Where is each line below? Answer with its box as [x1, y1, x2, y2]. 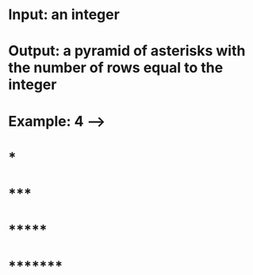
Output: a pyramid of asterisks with [8, 42, 246, 60]
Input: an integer [8, 6, 121, 24]
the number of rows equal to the [8, 59, 224, 77]
